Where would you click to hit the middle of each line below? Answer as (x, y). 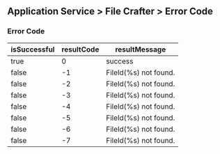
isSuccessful (33, 49)
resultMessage (140, 49)
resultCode (80, 49)
